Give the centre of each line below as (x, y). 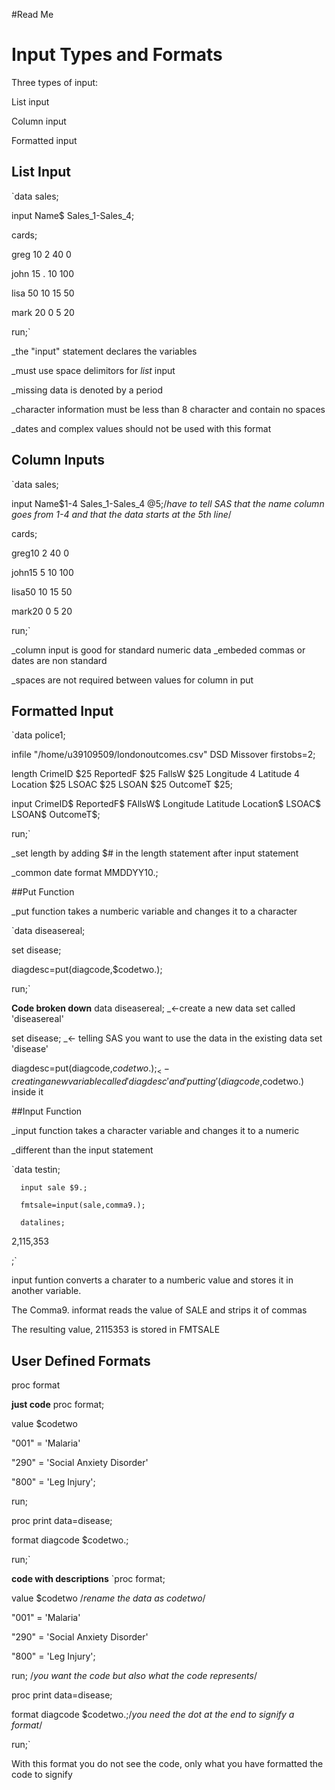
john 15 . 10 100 (43, 273)
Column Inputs (58, 460)
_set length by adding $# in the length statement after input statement (155, 853)
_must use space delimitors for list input (93, 370)
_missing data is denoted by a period (87, 390)
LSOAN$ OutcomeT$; (56, 815)
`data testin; (36, 1170)
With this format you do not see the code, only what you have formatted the (167, 1763)
